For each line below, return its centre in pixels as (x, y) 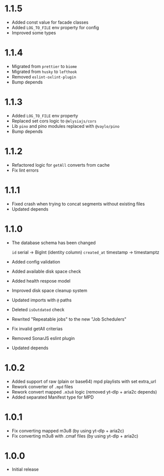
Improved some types (34, 33)
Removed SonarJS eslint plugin (43, 338)
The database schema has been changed (54, 243)
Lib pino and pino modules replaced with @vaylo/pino (66, 126)
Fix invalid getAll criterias (37, 329)
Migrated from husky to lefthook (44, 72)
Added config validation (36, 261)
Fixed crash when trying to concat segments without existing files (78, 204)
